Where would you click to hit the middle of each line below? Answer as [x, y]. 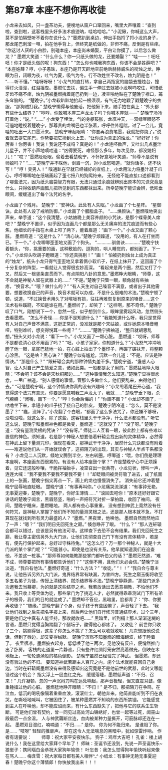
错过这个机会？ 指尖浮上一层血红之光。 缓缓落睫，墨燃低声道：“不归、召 [80, 674]
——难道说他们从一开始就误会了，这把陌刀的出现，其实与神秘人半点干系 [79, 449]
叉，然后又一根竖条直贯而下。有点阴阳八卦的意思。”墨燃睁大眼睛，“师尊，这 [83, 274]
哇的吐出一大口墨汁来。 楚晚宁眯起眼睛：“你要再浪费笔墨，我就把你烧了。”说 [83, 131]
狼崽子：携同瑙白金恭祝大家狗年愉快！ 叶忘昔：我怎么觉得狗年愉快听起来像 [82, 749]
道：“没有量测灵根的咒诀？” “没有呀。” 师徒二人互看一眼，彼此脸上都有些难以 [84, 430]
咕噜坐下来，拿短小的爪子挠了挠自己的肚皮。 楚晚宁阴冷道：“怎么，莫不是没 [83, 405]
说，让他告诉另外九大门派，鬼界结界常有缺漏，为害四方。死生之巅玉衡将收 [82, 574]
